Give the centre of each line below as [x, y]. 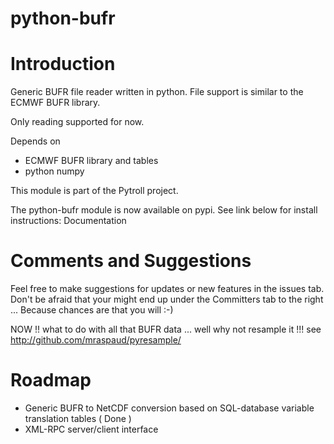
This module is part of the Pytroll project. [94, 191]
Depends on [35, 141]
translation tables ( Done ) [78, 418]
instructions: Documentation [68, 221]
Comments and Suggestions [131, 261]
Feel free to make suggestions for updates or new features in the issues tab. [167, 289]
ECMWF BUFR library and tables [91, 161]
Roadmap [51, 380]
